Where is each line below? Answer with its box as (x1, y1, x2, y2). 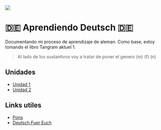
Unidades (5, 68, 36, 77)
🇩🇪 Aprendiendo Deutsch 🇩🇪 (5, 22, 134, 33)
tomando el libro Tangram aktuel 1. (5, 44, 76, 50)
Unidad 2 (12, 87, 31, 93)
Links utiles (5, 101, 41, 110)
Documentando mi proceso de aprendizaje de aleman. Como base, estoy (5, 38, 156, 44)
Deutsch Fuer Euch (12, 120, 52, 126)
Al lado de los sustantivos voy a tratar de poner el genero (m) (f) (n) (17, 53, 157, 59)
